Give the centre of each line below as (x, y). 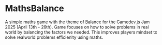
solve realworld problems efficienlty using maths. (54, 37)
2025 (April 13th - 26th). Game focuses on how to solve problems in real (77, 27)
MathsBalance (35, 8)
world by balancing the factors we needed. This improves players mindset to (81, 32)
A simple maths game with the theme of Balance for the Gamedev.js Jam (77, 22)
